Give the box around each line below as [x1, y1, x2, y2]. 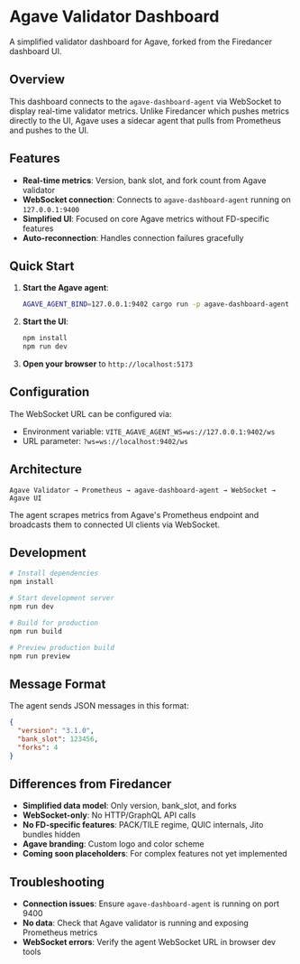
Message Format [9, 676, 106, 691]
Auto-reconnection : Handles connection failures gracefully [22, 232, 244, 243]
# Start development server [9, 594, 115, 603]
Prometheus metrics [22, 927, 98, 938]
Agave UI [9, 494, 42, 503]
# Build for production [9, 618, 99, 627]
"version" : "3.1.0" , [17, 727, 95, 736]
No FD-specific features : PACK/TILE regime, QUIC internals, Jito [22, 820, 264, 830]
